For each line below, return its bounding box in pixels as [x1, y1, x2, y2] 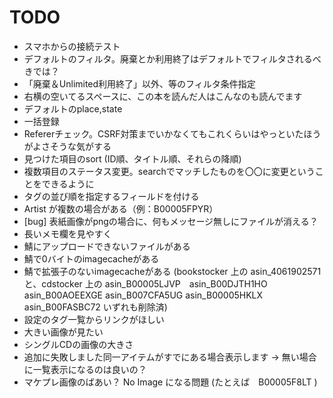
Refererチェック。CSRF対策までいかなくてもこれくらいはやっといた [23, 127, 304, 140]
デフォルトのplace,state [23, 102, 123, 115]
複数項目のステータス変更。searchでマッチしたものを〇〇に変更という [23, 165, 316, 177]
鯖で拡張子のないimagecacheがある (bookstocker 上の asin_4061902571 [23, 265, 322, 277]
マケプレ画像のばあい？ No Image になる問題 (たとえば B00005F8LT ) [23, 376, 318, 388]
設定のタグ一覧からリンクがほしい [23, 313, 165, 325]
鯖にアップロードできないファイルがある [23, 240, 191, 252]
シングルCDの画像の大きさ [23, 338, 134, 350]
